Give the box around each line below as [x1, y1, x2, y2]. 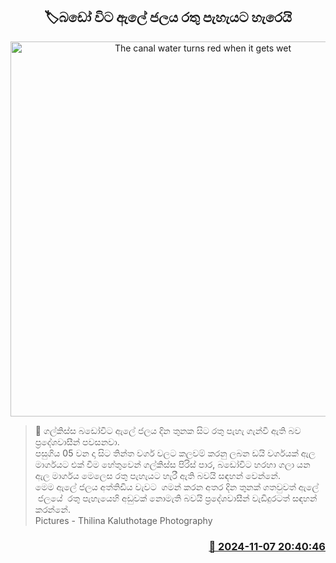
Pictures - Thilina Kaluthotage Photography [34, 514, 213, 526]
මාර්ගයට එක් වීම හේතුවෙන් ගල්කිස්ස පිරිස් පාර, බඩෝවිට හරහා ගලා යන [34, 458, 311, 470]
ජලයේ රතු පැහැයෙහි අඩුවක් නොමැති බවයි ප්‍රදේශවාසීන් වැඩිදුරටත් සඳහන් [37, 492, 318, 504]
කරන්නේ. [34, 503, 71, 515]
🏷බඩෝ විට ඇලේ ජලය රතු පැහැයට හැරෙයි [44, 9, 292, 26]
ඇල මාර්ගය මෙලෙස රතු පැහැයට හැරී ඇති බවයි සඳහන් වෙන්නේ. [34, 469, 281, 481]
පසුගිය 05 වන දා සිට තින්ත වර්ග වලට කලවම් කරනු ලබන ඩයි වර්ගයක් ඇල [34, 447, 316, 459]
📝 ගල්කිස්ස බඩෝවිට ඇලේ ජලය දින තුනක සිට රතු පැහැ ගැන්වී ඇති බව [34, 424, 302, 436]
